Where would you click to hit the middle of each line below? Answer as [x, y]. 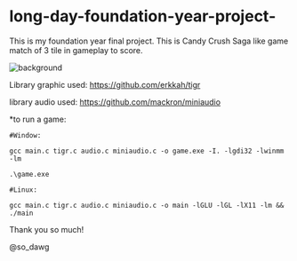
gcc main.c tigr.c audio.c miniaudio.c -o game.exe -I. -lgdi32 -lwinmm [147, 151]
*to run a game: [38, 119]
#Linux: [24, 190]
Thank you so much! [47, 229]
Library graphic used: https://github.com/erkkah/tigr [105, 84]
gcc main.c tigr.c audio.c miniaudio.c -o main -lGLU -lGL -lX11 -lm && [147, 205]
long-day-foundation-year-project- [143, 16]
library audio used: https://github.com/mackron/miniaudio [115, 102]
